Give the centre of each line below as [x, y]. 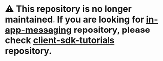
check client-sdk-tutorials [60, 41]
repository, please [112, 30]
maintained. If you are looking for [75, 19]
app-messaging [38, 30]
